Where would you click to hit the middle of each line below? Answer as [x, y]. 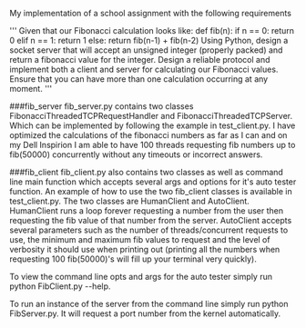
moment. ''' [31, 89]
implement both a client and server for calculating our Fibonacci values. [144, 69]
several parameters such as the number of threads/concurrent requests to [149, 230]
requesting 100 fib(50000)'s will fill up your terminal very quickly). [133, 259]
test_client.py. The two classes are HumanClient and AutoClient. [130, 201]
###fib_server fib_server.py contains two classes [102, 106]
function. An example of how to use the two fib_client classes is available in [151, 191]
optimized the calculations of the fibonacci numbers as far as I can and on [148, 135]
